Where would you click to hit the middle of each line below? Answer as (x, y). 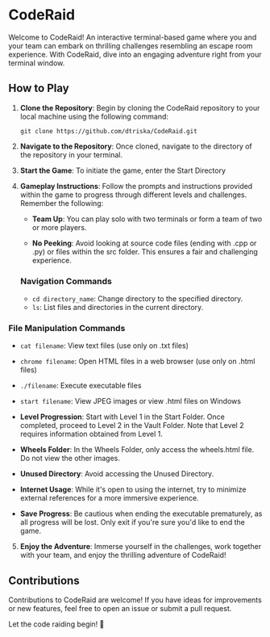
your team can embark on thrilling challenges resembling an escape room (131, 45)
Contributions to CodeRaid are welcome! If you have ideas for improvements (135, 600)
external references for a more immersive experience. (109, 498)
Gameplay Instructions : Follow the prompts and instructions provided (136, 186)
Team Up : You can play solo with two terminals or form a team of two (147, 219)
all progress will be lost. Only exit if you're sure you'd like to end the (133, 522)
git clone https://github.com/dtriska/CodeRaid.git (108, 131)
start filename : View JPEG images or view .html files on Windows (131, 401)
